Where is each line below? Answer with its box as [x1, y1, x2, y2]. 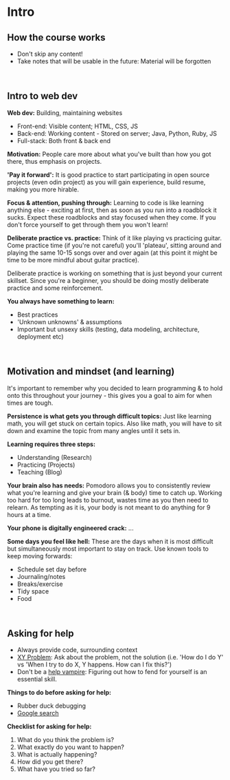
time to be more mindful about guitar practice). [7, 255, 139, 264]
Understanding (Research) [16, 453, 93, 461]
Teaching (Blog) [16, 467, 63, 476]
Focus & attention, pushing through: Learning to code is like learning [7, 198, 205, 207]
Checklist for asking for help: [7, 722, 92, 730]
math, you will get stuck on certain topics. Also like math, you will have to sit [7, 419, 222, 428]
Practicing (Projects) [16, 461, 76, 469]
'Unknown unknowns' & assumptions [16, 317, 122, 326]
